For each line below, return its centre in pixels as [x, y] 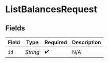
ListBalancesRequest [51, 9]
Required [56, 42]
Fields [15, 28]
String [32, 52]
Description [86, 42]
